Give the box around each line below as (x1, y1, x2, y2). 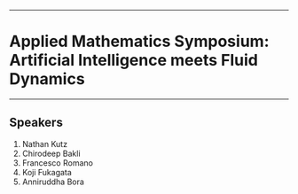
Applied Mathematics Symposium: (9, 32, 270, 51)
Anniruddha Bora (21, 176, 84, 187)
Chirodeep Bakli (21, 148, 82, 159)
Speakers (9, 115, 64, 130)
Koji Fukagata (21, 167, 73, 177)
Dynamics (9, 69, 86, 89)
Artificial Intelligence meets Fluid (9, 50, 259, 71)
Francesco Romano (21, 157, 93, 168)
